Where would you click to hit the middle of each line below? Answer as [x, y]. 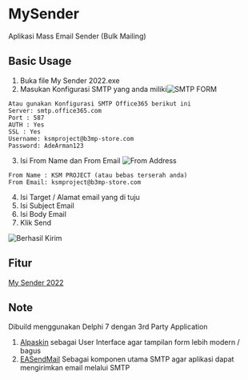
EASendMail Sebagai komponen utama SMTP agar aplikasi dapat [127, 359]
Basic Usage [40, 61]
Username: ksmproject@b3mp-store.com [71, 138]
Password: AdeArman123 [46, 146]
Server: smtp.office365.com [55, 110]
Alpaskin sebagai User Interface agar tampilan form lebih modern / [130, 342]
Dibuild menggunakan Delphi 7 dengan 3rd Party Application [108, 327]
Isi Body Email [43, 214]
